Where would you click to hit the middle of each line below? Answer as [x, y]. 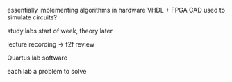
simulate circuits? [32, 17]
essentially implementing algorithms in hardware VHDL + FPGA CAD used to [116, 10]
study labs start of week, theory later [60, 31]
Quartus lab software [38, 58]
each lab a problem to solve [47, 71]
